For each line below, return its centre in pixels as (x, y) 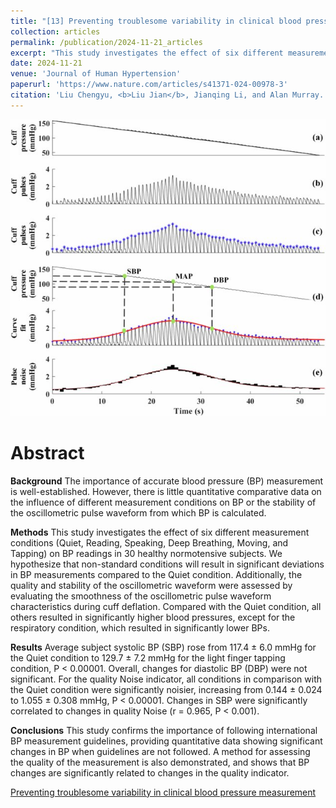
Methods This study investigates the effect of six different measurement (160, 532)
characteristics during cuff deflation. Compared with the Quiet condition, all (166, 606)
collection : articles (55, 31)
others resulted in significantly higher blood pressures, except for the (153, 617)
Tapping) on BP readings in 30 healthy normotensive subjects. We (146, 553)
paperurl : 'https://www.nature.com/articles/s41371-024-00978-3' (149, 85)
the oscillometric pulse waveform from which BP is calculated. (138, 512)
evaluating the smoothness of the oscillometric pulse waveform (141, 596)
